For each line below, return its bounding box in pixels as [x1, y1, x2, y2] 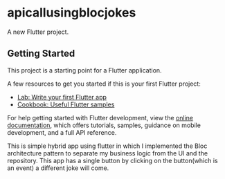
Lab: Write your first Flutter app [17, 93, 107, 101]
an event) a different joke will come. [7, 164, 109, 172]
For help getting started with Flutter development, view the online [7, 113, 194, 122]
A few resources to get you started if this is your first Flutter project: [7, 79, 201, 88]
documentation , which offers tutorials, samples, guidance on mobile [7, 121, 201, 129]
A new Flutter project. [7, 28, 69, 36]
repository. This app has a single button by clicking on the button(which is [7, 156, 218, 164]
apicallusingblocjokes [7, 5, 136, 21]
